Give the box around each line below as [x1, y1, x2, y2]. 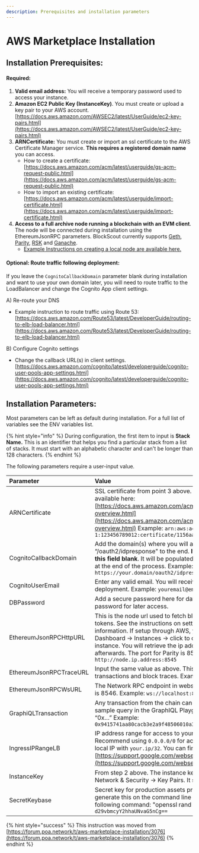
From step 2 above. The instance [94, 769, 187, 777]
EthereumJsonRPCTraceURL [9, 668, 89, 676]
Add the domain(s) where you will [94, 540, 188, 548]
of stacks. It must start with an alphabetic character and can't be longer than [6, 445, 193, 452]
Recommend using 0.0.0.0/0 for [94, 736, 185, 745]
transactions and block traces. [94, 672, 179, 681]
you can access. [14, 151, 55, 158]
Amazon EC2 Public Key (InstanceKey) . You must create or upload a [14, 100, 184, 108]
